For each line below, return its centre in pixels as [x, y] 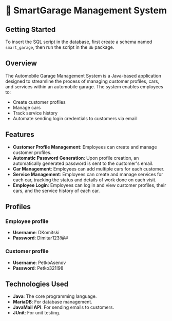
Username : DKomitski [36, 233]
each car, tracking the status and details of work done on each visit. [84, 180]
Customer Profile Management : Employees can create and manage [85, 147]
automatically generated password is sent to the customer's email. [83, 163]
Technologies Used [37, 284]
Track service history [35, 113]
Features [20, 135]
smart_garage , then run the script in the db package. [60, 47]
